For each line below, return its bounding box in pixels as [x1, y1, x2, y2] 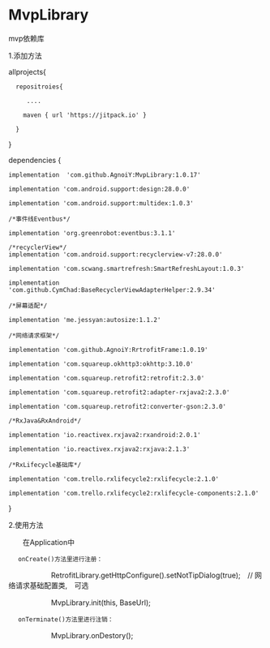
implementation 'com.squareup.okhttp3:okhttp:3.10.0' [8, 359, 195, 368]
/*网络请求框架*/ [8, 331, 59, 340]
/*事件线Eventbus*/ [8, 215, 71, 223]
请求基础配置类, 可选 [15, 580, 89, 590]
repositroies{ [15, 83, 63, 91]
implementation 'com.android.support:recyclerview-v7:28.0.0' [8, 250, 223, 259]
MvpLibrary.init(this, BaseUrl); [50, 598, 152, 607]
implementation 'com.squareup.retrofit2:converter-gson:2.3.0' [8, 402, 227, 410]
